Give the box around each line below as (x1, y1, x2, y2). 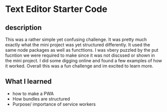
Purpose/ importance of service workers (12, 101, 96, 107)
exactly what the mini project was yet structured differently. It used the (5, 42, 151, 48)
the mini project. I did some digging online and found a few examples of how (5, 58, 162, 63)
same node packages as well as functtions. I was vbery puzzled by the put (5, 47, 159, 53)
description (5, 23, 42, 32)
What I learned (5, 77, 52, 86)
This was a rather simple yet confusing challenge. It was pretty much (5, 36, 147, 42)
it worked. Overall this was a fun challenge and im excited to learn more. (5, 63, 154, 69)
